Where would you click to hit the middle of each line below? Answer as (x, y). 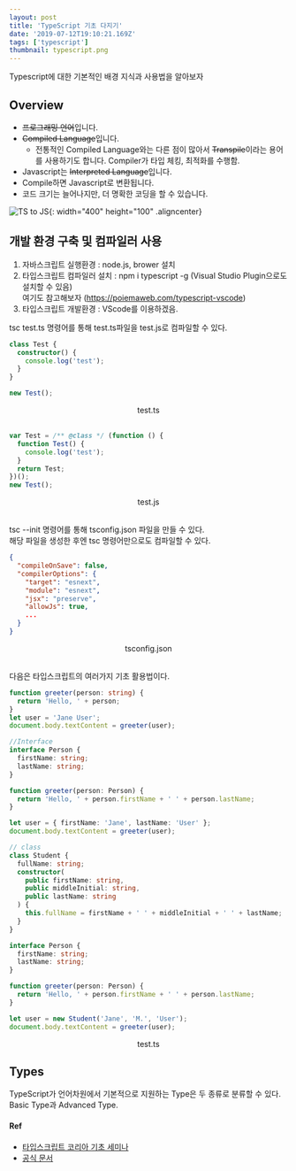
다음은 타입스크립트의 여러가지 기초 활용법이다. (90, 676)
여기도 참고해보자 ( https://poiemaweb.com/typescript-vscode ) (134, 297)
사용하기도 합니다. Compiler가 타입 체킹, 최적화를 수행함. (142, 160)
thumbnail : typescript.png (59, 50)
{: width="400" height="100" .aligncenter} (125, 211)
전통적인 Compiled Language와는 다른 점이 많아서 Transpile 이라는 (151, 149)
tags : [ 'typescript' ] (49, 42)
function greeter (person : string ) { (76, 693)
